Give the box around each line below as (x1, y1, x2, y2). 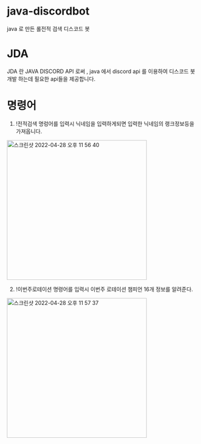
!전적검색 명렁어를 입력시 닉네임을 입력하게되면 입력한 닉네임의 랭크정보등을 (15, 120, 195, 127)
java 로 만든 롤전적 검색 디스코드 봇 (7, 25, 90, 32)
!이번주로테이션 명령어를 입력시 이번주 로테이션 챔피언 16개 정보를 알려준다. (15, 285, 193, 293)
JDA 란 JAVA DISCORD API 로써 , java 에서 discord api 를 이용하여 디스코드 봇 (7, 67, 196, 75)
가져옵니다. (15, 128, 43, 135)
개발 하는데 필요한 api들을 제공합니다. (7, 75, 96, 83)
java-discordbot (7, 4, 90, 18)
